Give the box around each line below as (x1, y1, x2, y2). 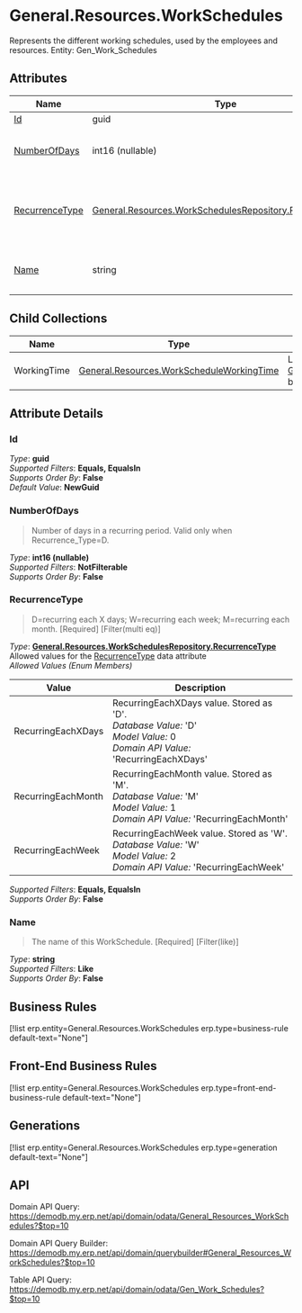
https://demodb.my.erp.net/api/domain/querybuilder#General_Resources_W (9, 1247, 292, 1258)
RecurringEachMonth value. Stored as (111, 767, 272, 779)
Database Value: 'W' (111, 838, 200, 850)
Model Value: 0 (111, 730, 177, 742)
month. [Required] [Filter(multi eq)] (31, 623, 162, 634)
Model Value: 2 (111, 850, 177, 862)
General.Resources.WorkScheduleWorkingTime (78, 364, 280, 376)
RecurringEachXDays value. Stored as (111, 697, 272, 709)
